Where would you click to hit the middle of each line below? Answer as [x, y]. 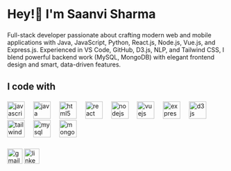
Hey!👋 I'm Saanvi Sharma [82, 14]
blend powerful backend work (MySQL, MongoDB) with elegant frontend [111, 57]
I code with [32, 86]
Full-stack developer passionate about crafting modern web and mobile [109, 35]
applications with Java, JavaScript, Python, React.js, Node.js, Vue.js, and [111, 43]
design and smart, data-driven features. [64, 64]
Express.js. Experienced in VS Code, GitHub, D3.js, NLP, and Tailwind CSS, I [116, 50]
